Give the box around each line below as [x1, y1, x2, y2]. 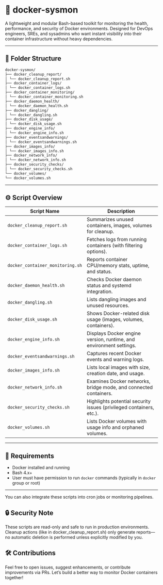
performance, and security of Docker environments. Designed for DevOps [5, 25, 153, 31]
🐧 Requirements [5, 452, 54, 460]
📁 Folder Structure [5, 54, 62, 63]
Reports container [86, 256, 128, 263]
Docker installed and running [12, 465, 70, 471]
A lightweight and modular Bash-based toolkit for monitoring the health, [5, 20, 148, 26]
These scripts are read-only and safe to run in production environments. [5, 524, 149, 530]
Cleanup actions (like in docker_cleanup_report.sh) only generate [5, 529, 136, 535]
